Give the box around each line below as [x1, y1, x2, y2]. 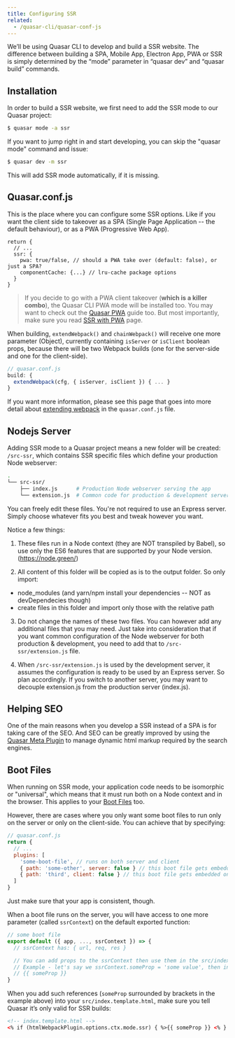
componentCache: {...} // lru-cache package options [20, 269, 177, 276]
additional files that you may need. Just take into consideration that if [17, 624, 217, 632]
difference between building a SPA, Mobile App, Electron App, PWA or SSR [7, 50, 222, 58]
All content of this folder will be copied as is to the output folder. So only [17, 567, 226, 576]
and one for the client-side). [7, 352, 88, 360]
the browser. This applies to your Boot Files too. [7, 798, 145, 806]
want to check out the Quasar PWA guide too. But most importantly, [24, 308, 220, 317]
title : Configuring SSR [7, 10, 77, 18]
